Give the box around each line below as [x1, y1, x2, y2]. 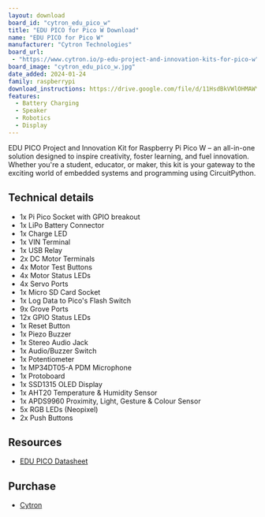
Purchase [8, 479, 57, 493]
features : [8, 92, 41, 100]
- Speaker [15, 107, 47, 115]
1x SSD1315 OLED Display [19, 379, 103, 389]
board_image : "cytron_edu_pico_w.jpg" [8, 63, 136, 71]
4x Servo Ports [19, 279, 69, 288]
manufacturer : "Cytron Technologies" [8, 41, 132, 49]
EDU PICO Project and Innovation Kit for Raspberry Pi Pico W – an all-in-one [8, 143, 256, 152]
